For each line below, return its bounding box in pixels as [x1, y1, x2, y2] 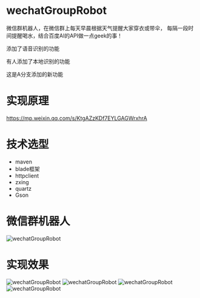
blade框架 [15, 165, 41, 173]
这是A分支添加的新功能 [6, 70, 64, 78]
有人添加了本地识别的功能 [6, 58, 70, 65]
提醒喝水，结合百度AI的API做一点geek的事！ [11, 31, 123, 39]
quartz [15, 185, 32, 192]
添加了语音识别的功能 [6, 45, 59, 52]
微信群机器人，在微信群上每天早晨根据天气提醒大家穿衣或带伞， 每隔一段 [6, 24, 188, 31]
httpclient [15, 172, 39, 179]
